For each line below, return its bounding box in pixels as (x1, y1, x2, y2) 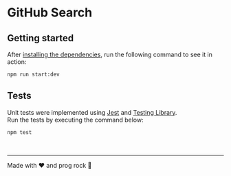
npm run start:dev (7, 71, 60, 78)
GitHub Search (7, 5, 93, 21)
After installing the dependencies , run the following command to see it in (7, 50, 213, 58)
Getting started (7, 32, 74, 44)
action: (7, 58, 27, 66)
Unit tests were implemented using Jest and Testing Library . (7, 108, 177, 116)
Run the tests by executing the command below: (7, 115, 144, 124)
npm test (7, 129, 32, 135)
